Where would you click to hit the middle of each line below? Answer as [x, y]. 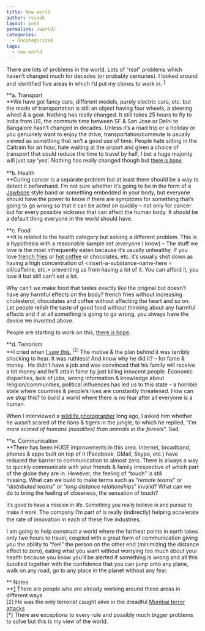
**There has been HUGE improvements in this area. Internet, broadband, [99, 448]
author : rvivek [26, 18]
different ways [24, 595]
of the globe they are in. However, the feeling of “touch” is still [84, 473]
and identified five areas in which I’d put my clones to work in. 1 [86, 83]
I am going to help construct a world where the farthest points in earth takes [102, 532]
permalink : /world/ [31, 29]
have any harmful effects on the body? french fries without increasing [94, 294]
